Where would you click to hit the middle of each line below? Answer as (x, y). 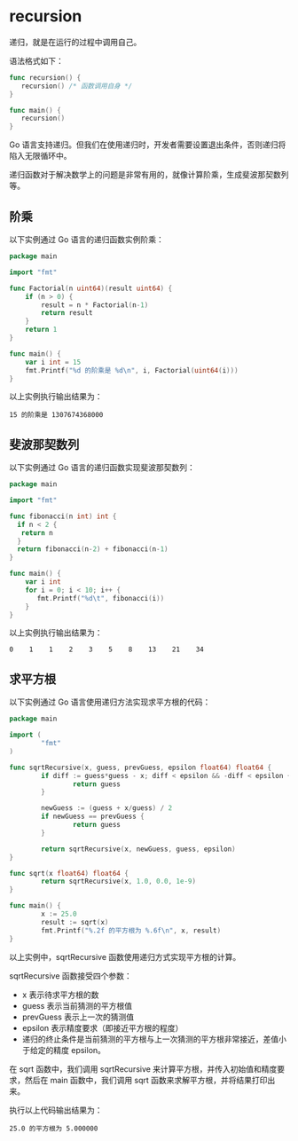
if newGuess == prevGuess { (93, 817)
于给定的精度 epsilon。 (64, 1050)
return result (67, 313)
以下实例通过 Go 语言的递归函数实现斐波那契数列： (102, 468)
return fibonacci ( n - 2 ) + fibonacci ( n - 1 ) (93, 549)
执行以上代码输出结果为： (56, 1110)
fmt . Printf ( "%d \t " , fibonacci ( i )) (101, 598)
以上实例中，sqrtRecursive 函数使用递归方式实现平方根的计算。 (125, 956)
